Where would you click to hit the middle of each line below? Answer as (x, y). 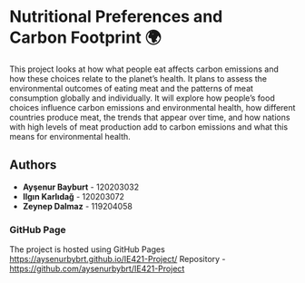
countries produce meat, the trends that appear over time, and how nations (150, 117)
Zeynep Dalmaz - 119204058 (78, 206)
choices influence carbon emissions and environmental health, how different (152, 107)
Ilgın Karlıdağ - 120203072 (74, 196)
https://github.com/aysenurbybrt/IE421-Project (97, 268)
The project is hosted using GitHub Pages (87, 249)
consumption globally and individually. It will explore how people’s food (142, 98)
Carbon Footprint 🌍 (85, 38)
